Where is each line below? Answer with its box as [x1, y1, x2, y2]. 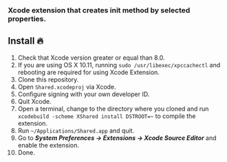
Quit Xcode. [17, 97, 52, 105]
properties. [8, 14, 47, 23]
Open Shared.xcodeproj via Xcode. [17, 82, 116, 91]
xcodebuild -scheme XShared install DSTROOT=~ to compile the [17, 112, 196, 120]
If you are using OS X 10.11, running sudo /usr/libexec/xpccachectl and [17, 60, 221, 69]
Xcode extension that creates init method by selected [8, 5, 191, 15]
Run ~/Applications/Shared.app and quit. [17, 126, 135, 135]
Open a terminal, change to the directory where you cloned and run [17, 104, 209, 113]
